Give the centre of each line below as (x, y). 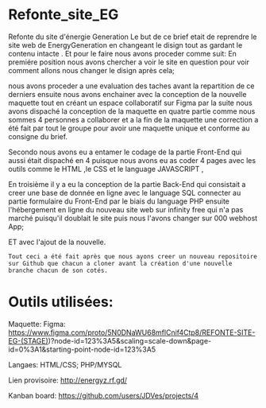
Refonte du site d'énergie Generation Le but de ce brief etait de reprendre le (133, 37)
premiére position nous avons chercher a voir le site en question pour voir (129, 62)
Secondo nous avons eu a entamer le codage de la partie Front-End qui (125, 152)
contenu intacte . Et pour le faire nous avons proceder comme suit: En (122, 53)
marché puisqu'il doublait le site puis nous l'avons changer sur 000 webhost (133, 218)
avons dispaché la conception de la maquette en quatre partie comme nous (132, 111)
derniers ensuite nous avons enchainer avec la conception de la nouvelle (127, 94)
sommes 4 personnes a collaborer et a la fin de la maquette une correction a (133, 119)
